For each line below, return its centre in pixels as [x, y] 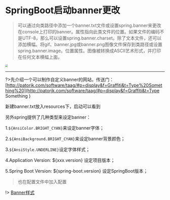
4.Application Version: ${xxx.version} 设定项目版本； [60, 160]
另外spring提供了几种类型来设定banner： [48, 117]
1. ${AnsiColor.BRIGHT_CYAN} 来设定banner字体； [55, 128]
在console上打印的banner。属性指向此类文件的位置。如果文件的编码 [89, 31]
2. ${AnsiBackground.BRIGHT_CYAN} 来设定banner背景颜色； [65, 138]
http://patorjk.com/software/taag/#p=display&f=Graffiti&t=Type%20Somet [85, 85]
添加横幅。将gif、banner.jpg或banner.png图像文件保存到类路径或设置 [90, 44]
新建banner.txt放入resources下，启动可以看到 [53, 106]
